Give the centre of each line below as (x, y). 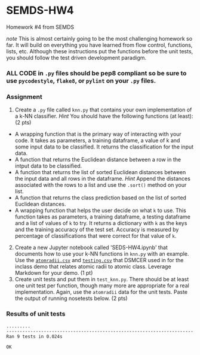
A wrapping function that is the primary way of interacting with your (98, 134)
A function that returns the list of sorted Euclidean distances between (100, 172)
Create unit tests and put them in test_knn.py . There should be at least (102, 280)
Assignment (24, 96)
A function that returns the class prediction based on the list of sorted (101, 198)
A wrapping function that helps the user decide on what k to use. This (100, 211)
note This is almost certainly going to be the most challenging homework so (99, 38)
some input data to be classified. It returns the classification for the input (104, 147)
